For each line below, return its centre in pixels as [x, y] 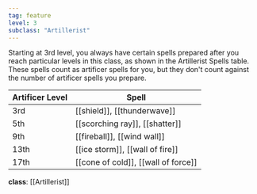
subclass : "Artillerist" [49, 30]
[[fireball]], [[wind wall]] [120, 137]
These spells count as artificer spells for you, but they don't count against [129, 70]
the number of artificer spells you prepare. [77, 78]
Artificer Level [40, 97]
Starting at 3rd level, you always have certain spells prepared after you [124, 53]
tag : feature [30, 15]
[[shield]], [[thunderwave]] [125, 111]
